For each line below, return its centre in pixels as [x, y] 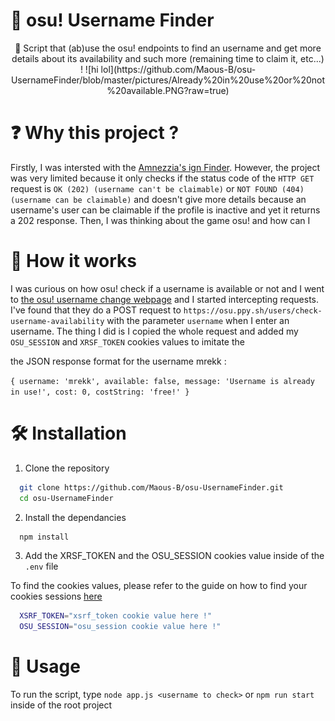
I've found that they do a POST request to [96, 310]
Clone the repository [67, 468]
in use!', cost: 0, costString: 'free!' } [100, 392]
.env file [41, 566]
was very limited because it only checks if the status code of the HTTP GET [162, 178]
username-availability [57, 321]
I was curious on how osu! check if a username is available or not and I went [167, 288]
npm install [44, 537]
